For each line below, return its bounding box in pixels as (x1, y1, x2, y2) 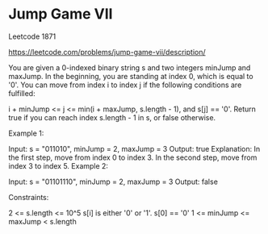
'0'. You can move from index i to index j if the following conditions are (8, 80, 242, 90)
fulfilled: (8, 88, 36, 98)
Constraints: (8, 192, 49, 202)
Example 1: (8, 128, 44, 138)
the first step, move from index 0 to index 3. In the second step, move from (8, 153, 258, 162)
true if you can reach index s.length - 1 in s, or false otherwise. (8, 112, 216, 122)
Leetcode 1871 (8, 31, 57, 41)
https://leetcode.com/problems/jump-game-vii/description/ (8, 47, 206, 56)
